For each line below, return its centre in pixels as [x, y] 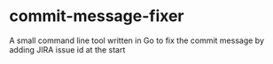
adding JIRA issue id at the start [67, 49]
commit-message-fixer [97, 16]
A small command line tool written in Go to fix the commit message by [136, 40]
